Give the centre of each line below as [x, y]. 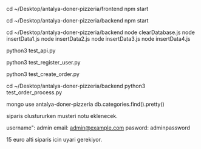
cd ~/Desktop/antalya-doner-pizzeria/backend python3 [76, 86]
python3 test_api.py [31, 50]
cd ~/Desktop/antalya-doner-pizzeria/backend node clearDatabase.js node [101, 32]
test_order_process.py [34, 92]
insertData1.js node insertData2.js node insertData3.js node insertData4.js [98, 39]
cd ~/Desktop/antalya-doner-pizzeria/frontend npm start [77, 9]
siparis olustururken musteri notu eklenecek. [62, 116]
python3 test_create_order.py [43, 74]
